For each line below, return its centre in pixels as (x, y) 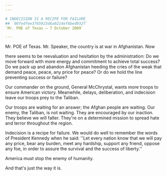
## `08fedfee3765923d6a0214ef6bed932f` (47, 23)
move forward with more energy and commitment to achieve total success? (83, 62)
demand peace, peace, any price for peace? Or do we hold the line (74, 72)
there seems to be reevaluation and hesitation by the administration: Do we (82, 56)
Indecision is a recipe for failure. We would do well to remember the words (82, 133)
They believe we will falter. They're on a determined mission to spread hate (82, 118)
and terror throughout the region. (39, 123)
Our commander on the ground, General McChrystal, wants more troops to (82, 87)
